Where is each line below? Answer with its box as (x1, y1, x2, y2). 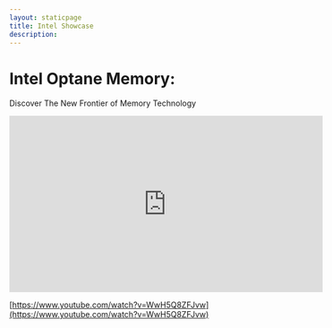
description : (9, 30, 58, 39)
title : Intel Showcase (9, 22, 94, 30)
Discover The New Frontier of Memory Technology (9, 98, 197, 108)
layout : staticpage (9, 13, 82, 22)
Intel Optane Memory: (9, 68, 176, 89)
